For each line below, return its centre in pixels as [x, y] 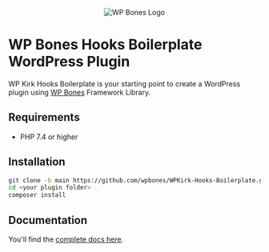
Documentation [48, 220]
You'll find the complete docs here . [66, 239]
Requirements [44, 117]
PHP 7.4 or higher [49, 137]
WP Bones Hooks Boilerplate [105, 45]
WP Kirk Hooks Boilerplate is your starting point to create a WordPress [124, 83]
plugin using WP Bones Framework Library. [79, 92]
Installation [37, 162]
